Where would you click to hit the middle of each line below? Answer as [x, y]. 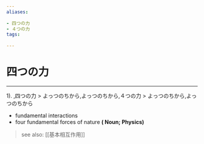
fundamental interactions [46, 115]
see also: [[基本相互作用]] [53, 134]
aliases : [17, 12]
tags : [13, 35]
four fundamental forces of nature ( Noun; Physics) [80, 122]
